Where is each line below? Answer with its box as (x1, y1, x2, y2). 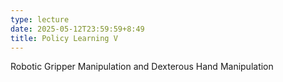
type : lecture (10, 14, 70, 25)
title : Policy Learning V (10, 33, 118, 43)
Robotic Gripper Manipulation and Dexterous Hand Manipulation (10, 61, 274, 73)
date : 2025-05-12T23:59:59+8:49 (10, 24, 145, 34)
